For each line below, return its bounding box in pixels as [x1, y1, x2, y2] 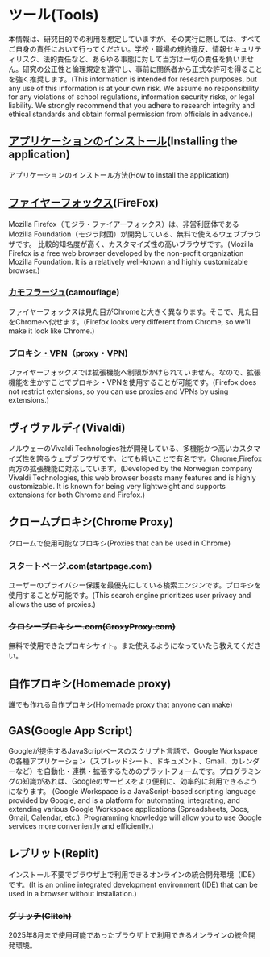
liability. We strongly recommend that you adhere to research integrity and [8, 100, 255, 110]
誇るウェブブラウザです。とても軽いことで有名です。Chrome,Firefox [35, 453, 262, 463]
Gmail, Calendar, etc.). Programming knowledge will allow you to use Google [8, 813, 262, 822]
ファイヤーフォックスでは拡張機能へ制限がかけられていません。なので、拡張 [8, 367, 261, 378]
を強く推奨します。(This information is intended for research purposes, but [8, 74, 258, 84]
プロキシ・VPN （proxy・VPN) [8, 347, 128, 358]
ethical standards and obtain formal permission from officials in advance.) [8, 109, 254, 119]
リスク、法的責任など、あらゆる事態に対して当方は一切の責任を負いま [15, 54, 247, 64]
